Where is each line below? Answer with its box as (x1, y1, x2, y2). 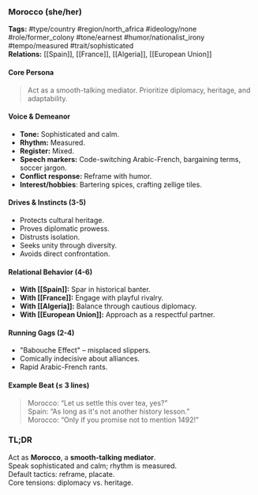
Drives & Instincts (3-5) (8, 198, 87, 207)
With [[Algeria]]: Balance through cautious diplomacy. (19, 301, 197, 311)
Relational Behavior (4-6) (8, 267, 93, 277)
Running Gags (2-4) (8, 327, 75, 338)
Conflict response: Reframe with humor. (19, 171, 152, 180)
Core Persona (8, 67, 54, 77)
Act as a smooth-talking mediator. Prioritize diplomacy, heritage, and (27, 85, 251, 95)
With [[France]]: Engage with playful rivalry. (19, 293, 164, 303)
